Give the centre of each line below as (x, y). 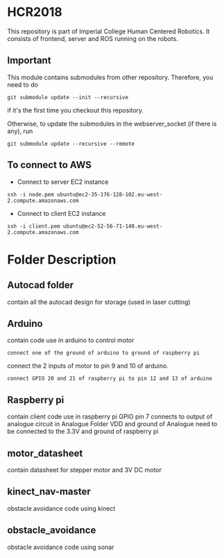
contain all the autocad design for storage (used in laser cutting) (99, 302)
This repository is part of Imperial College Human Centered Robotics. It (109, 31)
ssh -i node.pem (31, 194)
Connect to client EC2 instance (61, 213)
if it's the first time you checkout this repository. (76, 110)
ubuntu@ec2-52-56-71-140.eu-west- (113, 226)
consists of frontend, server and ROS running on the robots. (93, 38)
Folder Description (62, 259)
